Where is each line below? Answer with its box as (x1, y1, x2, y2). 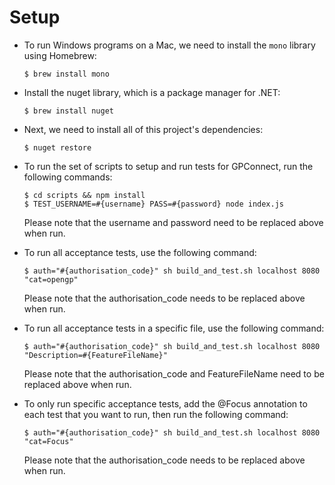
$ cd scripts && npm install (23, 190, 146, 200)
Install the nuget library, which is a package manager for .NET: (23, 86, 281, 98)
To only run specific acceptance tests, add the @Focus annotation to (23, 397, 308, 410)
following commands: (23, 171, 113, 183)
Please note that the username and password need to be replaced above (23, 216, 324, 228)
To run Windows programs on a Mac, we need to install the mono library (23, 39, 316, 51)
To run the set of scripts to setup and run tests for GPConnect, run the (23, 160, 314, 172)
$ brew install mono (23, 69, 110, 79)
